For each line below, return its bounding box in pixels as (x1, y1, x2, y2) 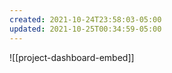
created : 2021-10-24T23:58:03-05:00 (9, 14, 162, 25)
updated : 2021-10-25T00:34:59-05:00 (9, 24, 162, 34)
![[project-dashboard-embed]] (9, 51, 135, 63)
